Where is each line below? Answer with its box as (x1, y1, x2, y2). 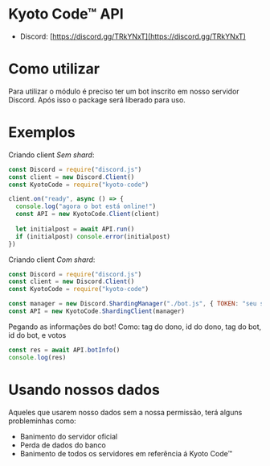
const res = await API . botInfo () (8, 346, 121, 354)
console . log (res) (8, 353, 67, 361)
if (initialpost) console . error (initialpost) (15, 232, 171, 240)
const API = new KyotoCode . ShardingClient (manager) (8, 307, 185, 315)
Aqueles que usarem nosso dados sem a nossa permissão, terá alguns (8, 407, 243, 417)
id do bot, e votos (8, 330, 67, 339)
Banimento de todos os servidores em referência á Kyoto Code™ (19, 448, 233, 458)
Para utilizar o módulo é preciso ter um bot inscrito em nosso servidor (8, 86, 239, 96)
